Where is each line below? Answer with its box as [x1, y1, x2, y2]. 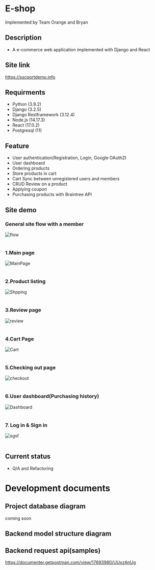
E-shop [5, 3, 36, 14]
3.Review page [5, 306, 42, 313]
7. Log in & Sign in [5, 422, 48, 429]
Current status [5, 452, 51, 461]
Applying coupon [12, 186, 48, 192]
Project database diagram [5, 502, 86, 510]
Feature [5, 141, 29, 150]
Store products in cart [12, 170, 57, 176]
